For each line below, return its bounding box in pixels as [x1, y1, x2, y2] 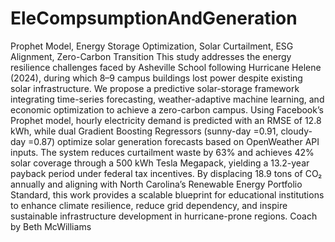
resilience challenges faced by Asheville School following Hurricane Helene [10, 61, 322, 73]
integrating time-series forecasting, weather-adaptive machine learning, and [10, 93, 325, 105]
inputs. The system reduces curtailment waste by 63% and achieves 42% [10, 146, 315, 158]
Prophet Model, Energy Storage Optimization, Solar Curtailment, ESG [10, 40, 294, 52]
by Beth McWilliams [10, 220, 92, 232]
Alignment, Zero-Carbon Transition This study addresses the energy [10, 50, 292, 62]
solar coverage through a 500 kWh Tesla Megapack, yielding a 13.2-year [10, 157, 310, 169]
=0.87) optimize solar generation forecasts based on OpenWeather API [28, 135, 320, 147]
